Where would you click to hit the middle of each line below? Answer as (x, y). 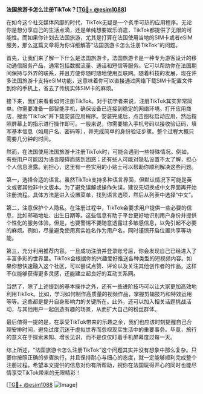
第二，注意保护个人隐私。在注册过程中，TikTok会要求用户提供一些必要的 (97, 208)
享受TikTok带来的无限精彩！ (46, 373)
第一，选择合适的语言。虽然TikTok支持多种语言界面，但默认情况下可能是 (97, 180)
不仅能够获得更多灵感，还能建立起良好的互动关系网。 (72, 274)
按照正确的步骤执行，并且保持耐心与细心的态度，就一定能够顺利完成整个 (107, 357)
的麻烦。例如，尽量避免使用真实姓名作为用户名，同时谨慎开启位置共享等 (96, 230)
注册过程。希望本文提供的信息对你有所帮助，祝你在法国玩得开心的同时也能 (99, 365)
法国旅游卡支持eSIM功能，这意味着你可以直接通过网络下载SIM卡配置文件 (102, 80)
